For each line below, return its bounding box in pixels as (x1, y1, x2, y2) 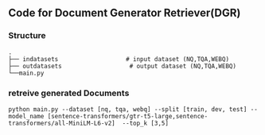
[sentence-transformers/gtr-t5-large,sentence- (47, 112, 208, 120)
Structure (8, 30, 46, 41)
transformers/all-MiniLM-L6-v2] (8, 119, 115, 127)
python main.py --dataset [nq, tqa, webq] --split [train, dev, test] (8, 105, 247, 114)
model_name (8, 112, 45, 120)
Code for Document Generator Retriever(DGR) (8, 6, 241, 20)
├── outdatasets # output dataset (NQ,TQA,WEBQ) (8, 62, 237, 70)
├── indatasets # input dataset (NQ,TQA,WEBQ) (8, 55, 229, 63)
